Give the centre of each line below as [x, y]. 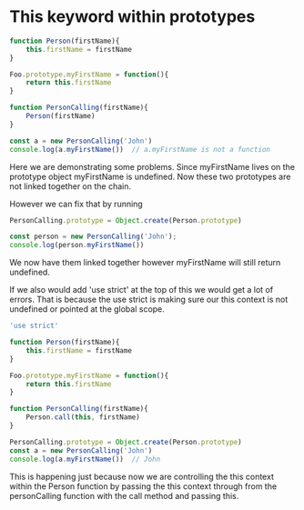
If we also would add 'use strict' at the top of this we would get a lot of [142, 290]
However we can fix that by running [76, 204]
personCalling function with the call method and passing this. [124, 495]
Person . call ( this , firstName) [83, 417]
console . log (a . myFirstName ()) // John [85, 459]
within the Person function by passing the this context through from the [143, 486]
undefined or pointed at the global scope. [87, 309]
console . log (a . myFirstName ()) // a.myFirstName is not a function [140, 149]
